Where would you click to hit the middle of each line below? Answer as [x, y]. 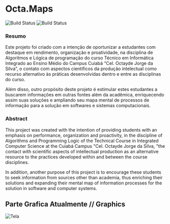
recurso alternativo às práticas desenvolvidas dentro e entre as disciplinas [83, 74]
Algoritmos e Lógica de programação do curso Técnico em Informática [79, 58]
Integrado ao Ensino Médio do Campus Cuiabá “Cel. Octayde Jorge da [79, 63]
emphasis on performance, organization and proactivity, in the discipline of [84, 135]
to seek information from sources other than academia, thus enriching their [84, 177]
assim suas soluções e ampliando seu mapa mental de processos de [77, 100]
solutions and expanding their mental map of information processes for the [84, 183]
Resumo [16, 36]
